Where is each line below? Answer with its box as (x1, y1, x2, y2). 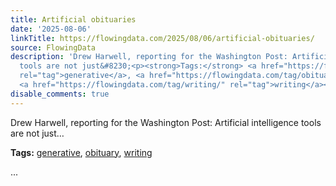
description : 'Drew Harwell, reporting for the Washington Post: (10, 52, 288, 62)
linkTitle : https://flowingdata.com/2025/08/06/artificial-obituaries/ (10, 33, 315, 43)
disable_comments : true (10, 89, 110, 99)
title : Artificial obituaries (10, 14, 137, 25)
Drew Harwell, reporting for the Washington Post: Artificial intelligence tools (10, 116, 322, 128)
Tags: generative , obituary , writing (10, 146, 153, 158)
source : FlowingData (10, 42, 97, 53)
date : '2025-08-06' (10, 24, 92, 34)
